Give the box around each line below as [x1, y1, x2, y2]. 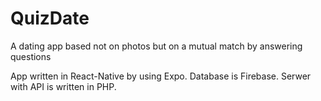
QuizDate [10, 7, 90, 30]
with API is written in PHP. [10, 80, 117, 92]
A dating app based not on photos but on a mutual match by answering [10, 40, 303, 52]
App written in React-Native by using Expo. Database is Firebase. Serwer [10, 70, 312, 82]
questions [10, 50, 52, 62]
